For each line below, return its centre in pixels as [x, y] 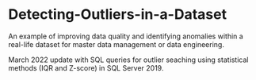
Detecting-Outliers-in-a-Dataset [118, 15]
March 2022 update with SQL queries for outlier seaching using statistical [128, 60]
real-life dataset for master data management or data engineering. [116, 44]
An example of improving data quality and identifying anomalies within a [126, 36]
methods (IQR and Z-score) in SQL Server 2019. [86, 67]
